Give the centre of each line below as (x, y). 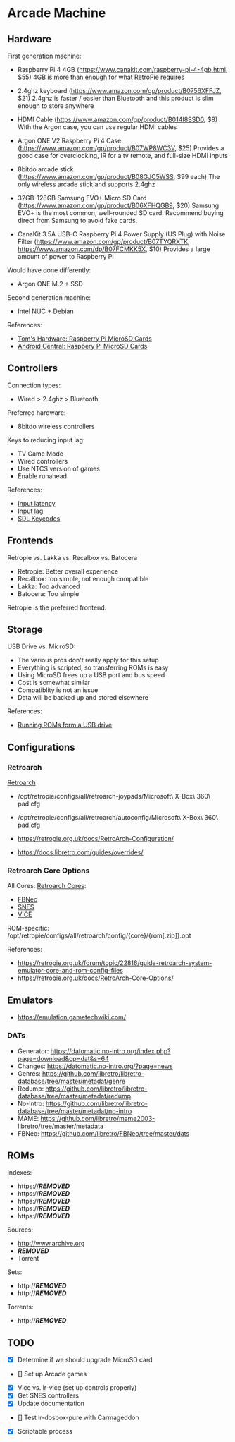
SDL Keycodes (39, 518)
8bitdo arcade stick (45, 169)
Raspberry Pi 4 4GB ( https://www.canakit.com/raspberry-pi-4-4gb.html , (122, 69)
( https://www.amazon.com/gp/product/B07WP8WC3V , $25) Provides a (121, 148)
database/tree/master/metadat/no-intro (75, 1111)
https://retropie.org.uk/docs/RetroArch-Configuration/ (96, 839)
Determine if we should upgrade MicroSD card (85, 1360)
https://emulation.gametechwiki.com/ (72, 1017)
